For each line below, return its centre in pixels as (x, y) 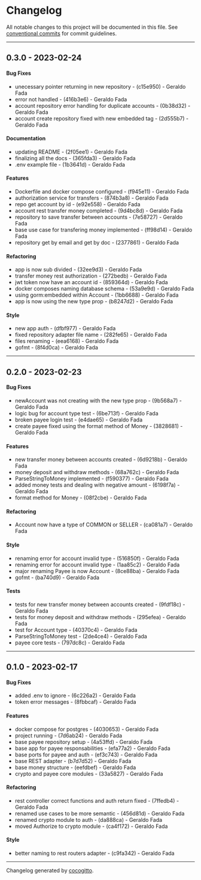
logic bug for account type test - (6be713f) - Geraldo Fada (86, 413)
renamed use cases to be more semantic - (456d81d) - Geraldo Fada (100, 813)
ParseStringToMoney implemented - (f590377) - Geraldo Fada (92, 479)
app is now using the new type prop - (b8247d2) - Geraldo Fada (94, 302)
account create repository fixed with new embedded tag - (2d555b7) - (102, 118)
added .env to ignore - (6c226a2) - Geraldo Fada (75, 695)
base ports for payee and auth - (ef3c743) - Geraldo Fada (86, 754)
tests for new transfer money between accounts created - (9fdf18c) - (100, 604)
